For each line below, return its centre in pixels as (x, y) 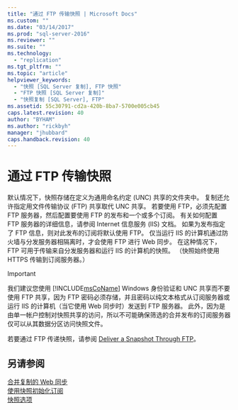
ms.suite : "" (27, 47)
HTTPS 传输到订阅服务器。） (48, 260)
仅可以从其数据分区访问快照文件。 (57, 324)
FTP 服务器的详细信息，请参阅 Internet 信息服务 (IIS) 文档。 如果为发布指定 (116, 224)
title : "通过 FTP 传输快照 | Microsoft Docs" (73, 14)
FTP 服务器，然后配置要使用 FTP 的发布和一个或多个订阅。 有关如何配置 (113, 215)
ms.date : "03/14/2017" (41, 27)
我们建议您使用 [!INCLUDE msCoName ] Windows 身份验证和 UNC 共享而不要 (119, 289)
